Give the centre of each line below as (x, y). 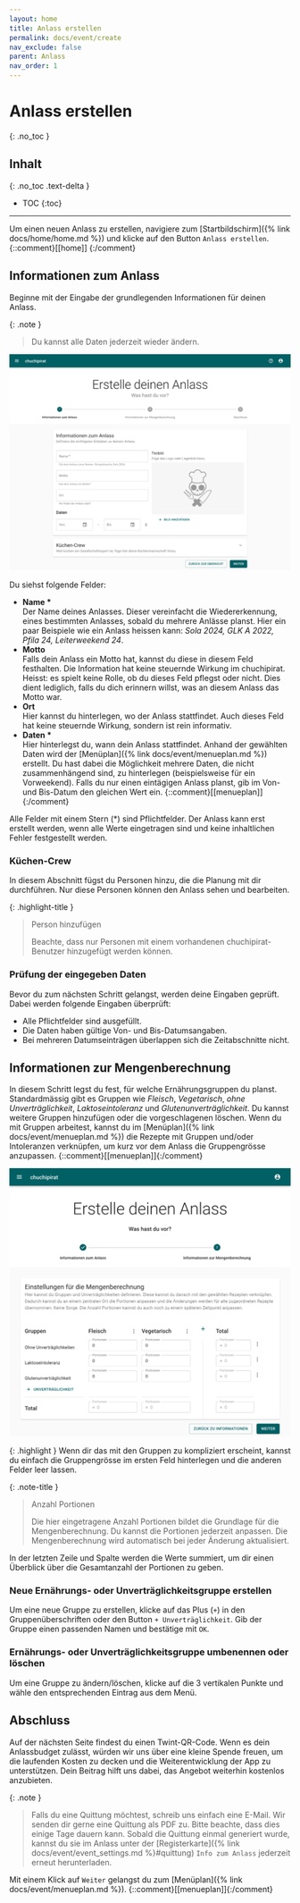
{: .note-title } (34, 1487)
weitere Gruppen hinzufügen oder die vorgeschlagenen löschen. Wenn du (146, 1118)
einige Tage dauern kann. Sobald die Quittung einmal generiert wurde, (160, 1833)
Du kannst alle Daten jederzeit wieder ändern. (115, 341)
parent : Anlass (37, 57)
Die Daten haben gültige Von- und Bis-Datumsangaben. (125, 1030)
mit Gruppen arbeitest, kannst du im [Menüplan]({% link (112, 1127)
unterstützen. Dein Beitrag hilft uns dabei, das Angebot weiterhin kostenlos (147, 1771)
